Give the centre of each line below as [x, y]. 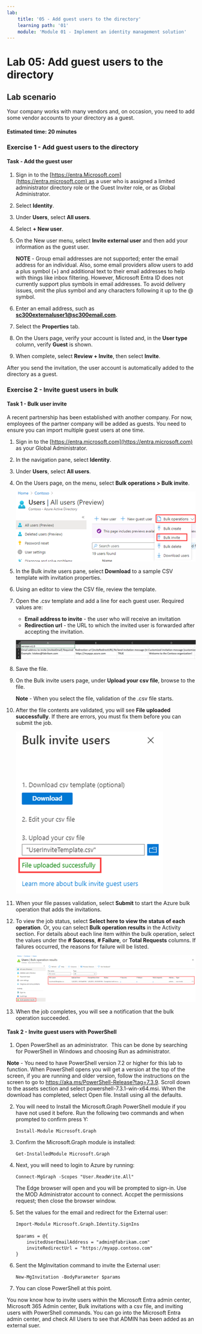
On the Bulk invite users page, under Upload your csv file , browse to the [105, 680]
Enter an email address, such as [55, 308]
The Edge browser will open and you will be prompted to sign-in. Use [101, 1188]
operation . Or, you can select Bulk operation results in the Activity [98, 927]
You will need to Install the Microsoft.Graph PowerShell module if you [101, 1107]
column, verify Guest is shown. [54, 344]
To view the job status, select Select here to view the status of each [100, 921]
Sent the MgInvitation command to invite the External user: [88, 1266]
